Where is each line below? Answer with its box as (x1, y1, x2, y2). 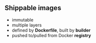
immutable (11, 17, 34, 22)
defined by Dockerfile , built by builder (11, 27, 91, 33)
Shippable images (4, 4, 61, 12)
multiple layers (11, 22, 42, 28)
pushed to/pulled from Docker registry (11, 32, 91, 38)
